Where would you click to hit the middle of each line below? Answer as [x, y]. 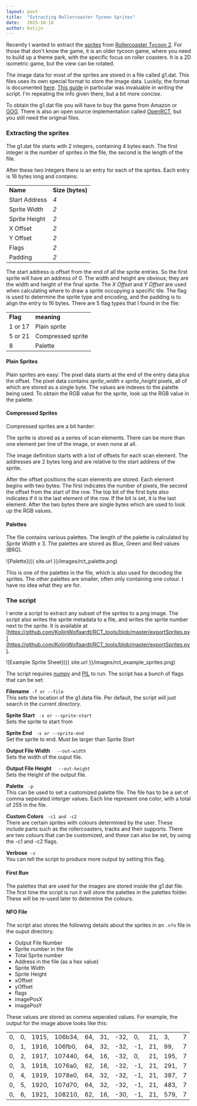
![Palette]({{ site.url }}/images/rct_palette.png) [62, 562]
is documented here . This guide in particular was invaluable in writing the [95, 88]
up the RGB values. [29, 510]
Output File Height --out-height [48, 769]
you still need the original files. [43, 118]
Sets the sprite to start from [39, 722]
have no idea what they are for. [44, 585]
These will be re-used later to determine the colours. [70, 898]
